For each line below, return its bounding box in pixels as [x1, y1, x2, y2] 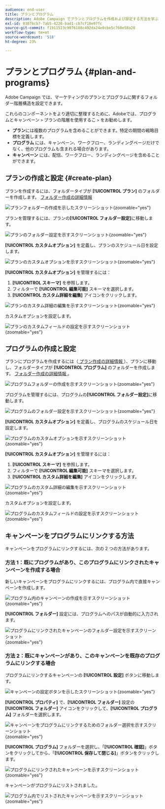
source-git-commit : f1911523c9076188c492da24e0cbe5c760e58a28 [5, 26, 135, 31]
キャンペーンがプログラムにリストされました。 [5, 782, 100, 788]
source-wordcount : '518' [5, 35, 56, 40]
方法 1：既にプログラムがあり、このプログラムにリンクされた [5, 559, 149, 566]
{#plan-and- [84, 66, 136, 77]
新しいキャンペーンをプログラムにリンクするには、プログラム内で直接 [5, 578, 147, 584]
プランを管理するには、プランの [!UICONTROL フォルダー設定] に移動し [5, 215, 149, 221]
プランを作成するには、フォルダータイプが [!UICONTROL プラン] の [5, 188, 143, 194]
